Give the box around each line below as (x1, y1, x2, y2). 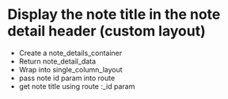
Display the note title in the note (7, 5, 221, 24)
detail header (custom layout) (7, 22, 207, 40)
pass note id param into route (18, 73, 116, 82)
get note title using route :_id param (18, 81, 135, 91)
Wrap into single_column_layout (18, 64, 123, 74)
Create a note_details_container (18, 48, 123, 57)
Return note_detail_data (18, 57, 97, 66)
